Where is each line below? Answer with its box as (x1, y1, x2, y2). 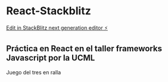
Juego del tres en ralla (6, 68, 61, 75)
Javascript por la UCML (6, 53, 95, 63)
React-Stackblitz (6, 4, 91, 18)
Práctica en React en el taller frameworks (6, 43, 163, 54)
